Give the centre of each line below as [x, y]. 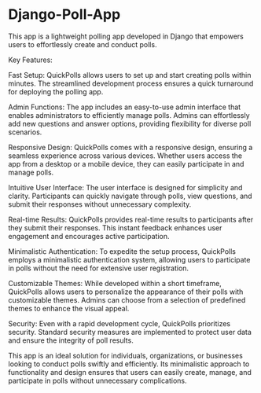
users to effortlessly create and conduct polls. [83, 44]
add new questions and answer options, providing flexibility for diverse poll [130, 123]
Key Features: [30, 60]
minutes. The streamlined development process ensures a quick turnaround [131, 83]
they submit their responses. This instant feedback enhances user [115, 228]
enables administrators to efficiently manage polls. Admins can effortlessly [129, 115]
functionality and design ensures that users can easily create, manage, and [130, 372]
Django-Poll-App [64, 15]
